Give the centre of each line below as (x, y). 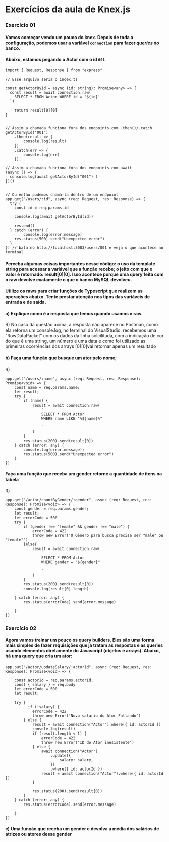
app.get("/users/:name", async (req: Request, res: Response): (73, 379)
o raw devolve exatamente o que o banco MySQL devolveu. (69, 279)
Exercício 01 (20, 25)
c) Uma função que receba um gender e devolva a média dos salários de (82, 829)
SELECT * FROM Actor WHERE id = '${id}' (57, 97)
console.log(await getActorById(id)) (54, 216)
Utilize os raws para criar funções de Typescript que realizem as (74, 291)
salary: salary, (76, 760)
